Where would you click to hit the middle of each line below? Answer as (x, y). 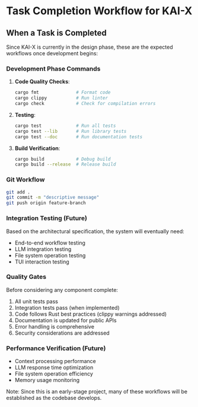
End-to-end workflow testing (50, 243)
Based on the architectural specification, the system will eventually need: (95, 231)
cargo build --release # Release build (65, 164)
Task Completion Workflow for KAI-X (99, 11)
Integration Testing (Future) (47, 218)
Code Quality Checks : (42, 82)
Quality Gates (26, 277)
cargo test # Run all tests (65, 126)
